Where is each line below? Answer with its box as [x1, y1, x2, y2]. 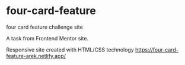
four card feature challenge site [6, 23, 83, 30]
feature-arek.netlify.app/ [6, 52, 66, 59]
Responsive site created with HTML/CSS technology [6, 46, 135, 53]
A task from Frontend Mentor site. [6, 35, 89, 42]
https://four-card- [135, 46, 179, 53]
